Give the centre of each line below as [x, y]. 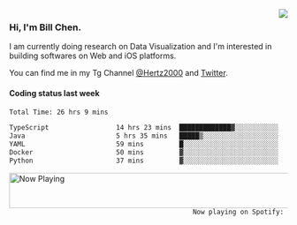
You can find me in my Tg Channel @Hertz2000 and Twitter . [118, 73]
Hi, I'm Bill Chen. [46, 27]
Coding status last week [54, 93]
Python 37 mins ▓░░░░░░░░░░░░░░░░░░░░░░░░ [144, 161]
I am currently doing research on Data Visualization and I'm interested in [141, 47]
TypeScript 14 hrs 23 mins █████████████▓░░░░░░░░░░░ [144, 128]
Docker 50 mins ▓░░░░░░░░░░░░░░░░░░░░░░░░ [144, 153]
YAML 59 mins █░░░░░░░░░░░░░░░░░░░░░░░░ [144, 145]
